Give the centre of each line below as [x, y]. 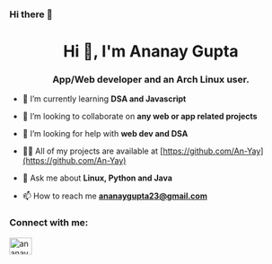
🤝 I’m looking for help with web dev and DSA [105, 134]
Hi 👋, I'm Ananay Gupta [151, 52]
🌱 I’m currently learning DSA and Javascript [104, 99]
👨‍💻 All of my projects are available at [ [92, 151]
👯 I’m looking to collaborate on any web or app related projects [140, 117]
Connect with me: [49, 223]
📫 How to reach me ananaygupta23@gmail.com [115, 196]
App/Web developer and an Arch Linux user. [151, 80]
